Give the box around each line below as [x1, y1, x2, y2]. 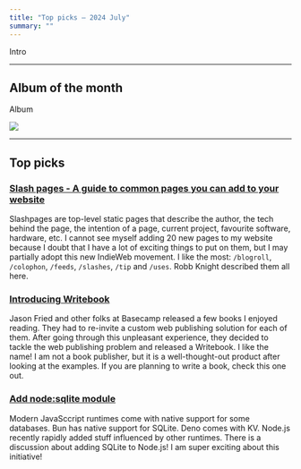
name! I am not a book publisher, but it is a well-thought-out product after [9, 351, 280, 362]
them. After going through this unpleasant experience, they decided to [9, 332, 269, 343]
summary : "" [9, 21, 54, 30]
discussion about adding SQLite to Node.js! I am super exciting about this [9, 441, 279, 452]
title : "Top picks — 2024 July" [9, 13, 130, 22]
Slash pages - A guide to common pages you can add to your [9, 182, 279, 194]
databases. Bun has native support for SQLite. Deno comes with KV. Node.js [9, 422, 291, 433]
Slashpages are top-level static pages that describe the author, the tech [9, 214, 274, 224]
